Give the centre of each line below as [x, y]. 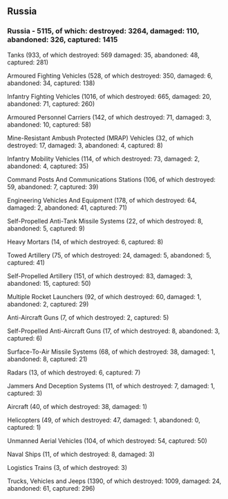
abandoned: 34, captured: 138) [51, 83]
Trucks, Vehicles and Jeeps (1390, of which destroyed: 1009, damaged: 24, [114, 481]
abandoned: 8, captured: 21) [47, 359]
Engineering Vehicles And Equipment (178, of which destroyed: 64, [102, 200]
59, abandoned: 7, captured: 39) [53, 187]
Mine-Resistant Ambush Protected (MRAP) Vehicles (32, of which [101, 138]
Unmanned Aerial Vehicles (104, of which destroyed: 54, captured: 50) [107, 441]
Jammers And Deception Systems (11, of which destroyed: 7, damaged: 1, [111, 385]
